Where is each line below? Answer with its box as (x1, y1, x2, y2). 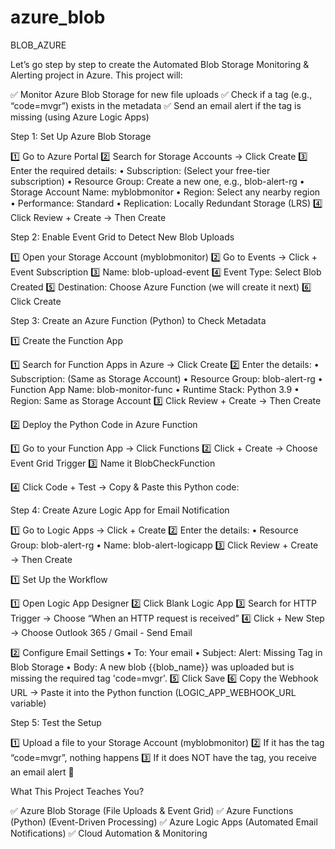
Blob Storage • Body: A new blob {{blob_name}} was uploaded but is (10, 661, 295, 673)
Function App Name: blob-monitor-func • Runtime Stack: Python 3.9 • (10, 383, 300, 395)
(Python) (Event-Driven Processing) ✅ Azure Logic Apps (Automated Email (10, 816, 318, 828)
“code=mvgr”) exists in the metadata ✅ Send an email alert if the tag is (10, 99, 302, 111)
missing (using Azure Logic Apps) (10, 111, 150, 123)
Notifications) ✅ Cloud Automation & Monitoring (10, 827, 208, 839)
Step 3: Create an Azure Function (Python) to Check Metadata (10, 314, 267, 326)
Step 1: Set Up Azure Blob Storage (10, 130, 152, 142)
